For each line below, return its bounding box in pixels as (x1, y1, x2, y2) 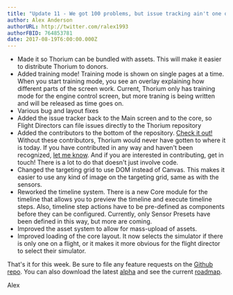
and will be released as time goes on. (17, 99, 124, 108)
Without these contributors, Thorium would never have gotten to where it (17, 136, 226, 144)
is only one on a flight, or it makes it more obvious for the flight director (17, 239, 221, 248)
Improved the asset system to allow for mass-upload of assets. (17, 225, 198, 233)
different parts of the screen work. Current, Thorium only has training (17, 85, 216, 93)
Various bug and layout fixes (17, 107, 99, 115)
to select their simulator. (17, 247, 87, 255)
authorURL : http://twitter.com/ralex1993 (7, 23, 129, 30)
